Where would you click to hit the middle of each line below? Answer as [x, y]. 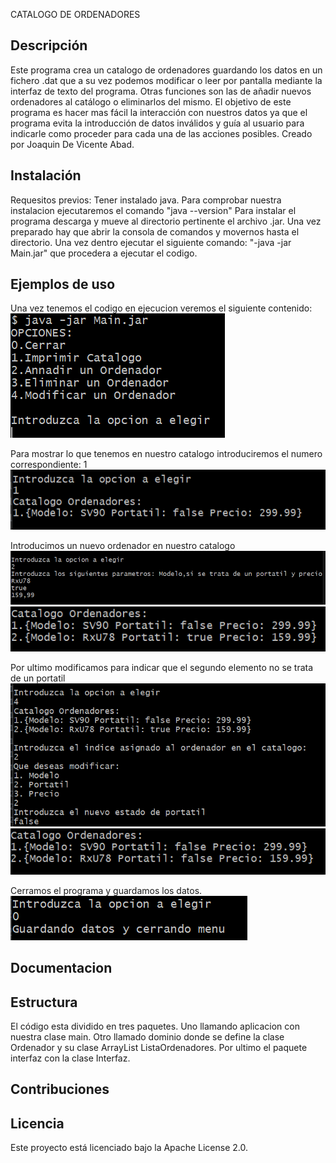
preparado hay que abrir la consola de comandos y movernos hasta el [155, 231]
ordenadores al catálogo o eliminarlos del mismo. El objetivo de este [151, 101]
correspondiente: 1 [49, 465]
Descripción [49, 45]
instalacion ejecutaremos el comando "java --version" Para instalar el [153, 210]
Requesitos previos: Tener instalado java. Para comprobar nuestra [146, 200]
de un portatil [38, 678]
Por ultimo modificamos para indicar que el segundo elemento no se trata [162, 668]
